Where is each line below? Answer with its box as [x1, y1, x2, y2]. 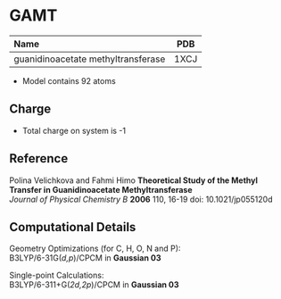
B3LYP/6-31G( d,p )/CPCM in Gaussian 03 [9, 253, 161, 263]
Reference [9, 151, 69, 166]
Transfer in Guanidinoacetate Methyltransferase [9, 184, 194, 195]
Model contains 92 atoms [21, 75, 116, 86]
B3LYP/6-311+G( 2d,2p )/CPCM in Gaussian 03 [9, 279, 180, 290]
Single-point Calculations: [9, 270, 104, 281]
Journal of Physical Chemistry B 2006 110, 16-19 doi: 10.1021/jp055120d [9, 194, 273, 204]
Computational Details [9, 220, 136, 235]
